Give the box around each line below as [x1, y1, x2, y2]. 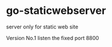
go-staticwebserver [6, 4, 106, 17]
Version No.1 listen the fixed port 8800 [6, 34, 99, 41]
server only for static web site [6, 23, 78, 30]
